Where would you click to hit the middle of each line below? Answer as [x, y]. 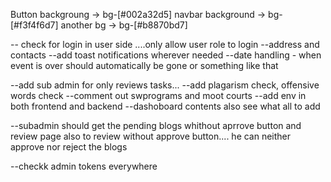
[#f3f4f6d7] [34, 25]
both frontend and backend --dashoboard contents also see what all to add [165, 106]
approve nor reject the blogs [69, 147]
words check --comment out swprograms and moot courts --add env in [158, 95]
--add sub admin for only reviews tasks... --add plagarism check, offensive [165, 85]
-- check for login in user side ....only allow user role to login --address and [165, 44]
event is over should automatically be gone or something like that [144, 65]
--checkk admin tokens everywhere [84, 166]
